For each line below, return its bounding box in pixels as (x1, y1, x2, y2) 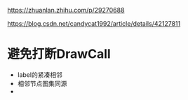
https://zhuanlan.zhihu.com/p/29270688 (7, 6, 125, 14)
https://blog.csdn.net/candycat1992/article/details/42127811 (7, 20, 181, 27)
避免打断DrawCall (7, 46, 111, 62)
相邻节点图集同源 (17, 79, 67, 87)
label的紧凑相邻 (17, 70, 63, 79)
